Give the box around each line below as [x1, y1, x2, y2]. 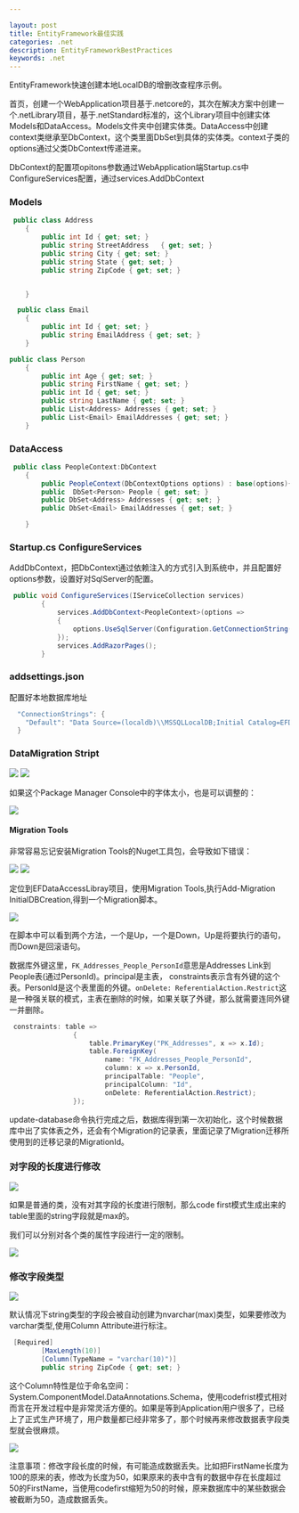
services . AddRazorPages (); [56, 641, 158, 650]
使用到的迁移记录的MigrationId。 [9, 1136, 129, 1147]
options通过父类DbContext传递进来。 [9, 143, 147, 154]
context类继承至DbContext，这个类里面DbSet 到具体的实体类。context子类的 [9, 132, 290, 143]
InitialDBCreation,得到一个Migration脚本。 [9, 894, 163, 904]
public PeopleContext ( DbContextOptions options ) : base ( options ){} [41, 478, 296, 488]
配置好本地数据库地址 [9, 691, 87, 702]
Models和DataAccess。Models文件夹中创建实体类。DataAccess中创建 [9, 121, 269, 132]
